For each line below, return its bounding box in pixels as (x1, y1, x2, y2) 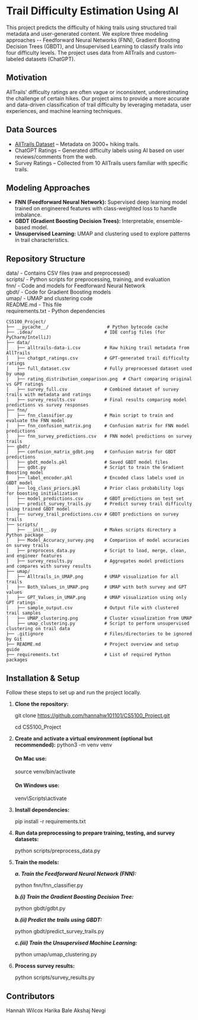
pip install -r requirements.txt (14, 818, 86, 825)
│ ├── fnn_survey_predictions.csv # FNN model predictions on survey (6, 433, 193, 439)
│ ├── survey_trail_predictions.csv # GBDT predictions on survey (6, 511, 179, 518)
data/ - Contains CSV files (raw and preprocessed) (6, 269, 130, 277)
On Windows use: (14, 782, 60, 789)
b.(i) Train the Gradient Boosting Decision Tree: (14, 893, 134, 901)
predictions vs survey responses (6, 402, 89, 408)
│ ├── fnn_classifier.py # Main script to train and (6, 413, 174, 418)
